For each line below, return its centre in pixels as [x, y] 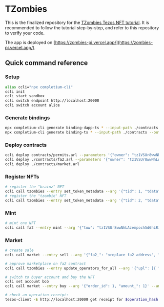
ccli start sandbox [25, 96]
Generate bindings [28, 117]
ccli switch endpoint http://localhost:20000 [52, 101]
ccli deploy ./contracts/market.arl [42, 164]
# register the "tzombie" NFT [36, 196]
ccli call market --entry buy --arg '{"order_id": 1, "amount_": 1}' [77, 286]
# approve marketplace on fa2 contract [46, 263]
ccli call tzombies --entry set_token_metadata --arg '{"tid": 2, [74, 200]
